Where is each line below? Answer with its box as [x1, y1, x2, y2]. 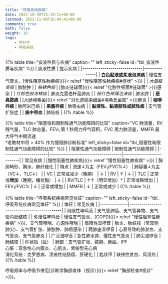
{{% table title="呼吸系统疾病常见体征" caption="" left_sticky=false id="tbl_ [5, 195, 160, 201]
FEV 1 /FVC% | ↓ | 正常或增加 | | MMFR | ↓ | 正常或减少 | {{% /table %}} [5, 184, 151, 191]
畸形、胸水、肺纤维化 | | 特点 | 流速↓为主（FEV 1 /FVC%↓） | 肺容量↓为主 [9, 164, 160, 171]
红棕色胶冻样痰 [16, 90, 47, 96]
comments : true [5, 21, 37, 27]
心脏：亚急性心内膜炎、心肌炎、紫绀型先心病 [5, 245, 97, 251]
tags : [5, 36, 16, 41]
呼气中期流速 [9, 133, 36, 139]
